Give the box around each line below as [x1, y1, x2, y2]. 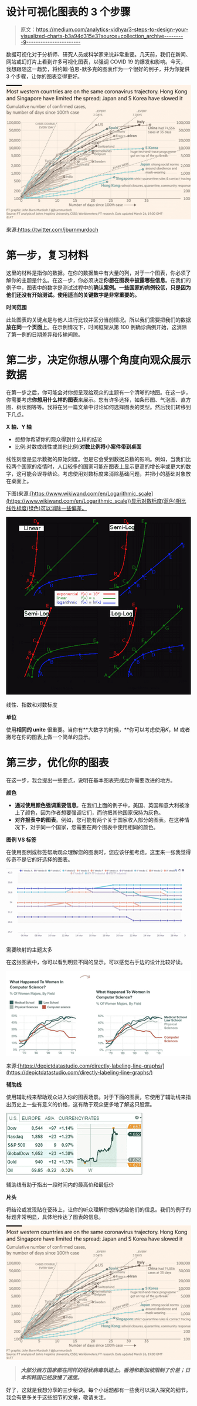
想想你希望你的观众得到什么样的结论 [14, 435, 103, 443]
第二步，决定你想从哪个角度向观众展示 [6, 354, 192, 367]
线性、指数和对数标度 [6, 702, 57, 709]
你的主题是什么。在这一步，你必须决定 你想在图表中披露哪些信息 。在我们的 [11, 277, 191, 284]
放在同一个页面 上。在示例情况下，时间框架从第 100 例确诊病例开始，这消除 [6, 324, 188, 331]
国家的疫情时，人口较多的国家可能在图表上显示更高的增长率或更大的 [21, 463, 186, 470]
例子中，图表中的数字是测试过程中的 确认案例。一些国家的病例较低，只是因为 [6, 284, 191, 291]
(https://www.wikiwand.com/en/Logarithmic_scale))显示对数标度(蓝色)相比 [6, 497, 186, 504]
